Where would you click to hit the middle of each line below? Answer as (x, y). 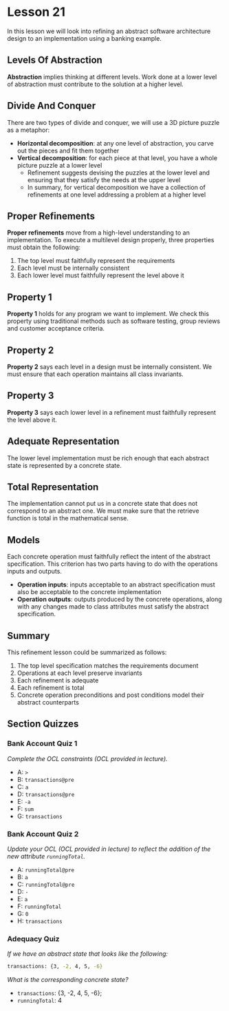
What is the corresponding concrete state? (68, 980)
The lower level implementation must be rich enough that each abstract (108, 458)
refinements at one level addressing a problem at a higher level (117, 195)
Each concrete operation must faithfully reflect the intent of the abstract (109, 557)
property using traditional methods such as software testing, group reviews (114, 321)
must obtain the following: (44, 247)
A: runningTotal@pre (45, 870)
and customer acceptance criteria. (56, 328)
